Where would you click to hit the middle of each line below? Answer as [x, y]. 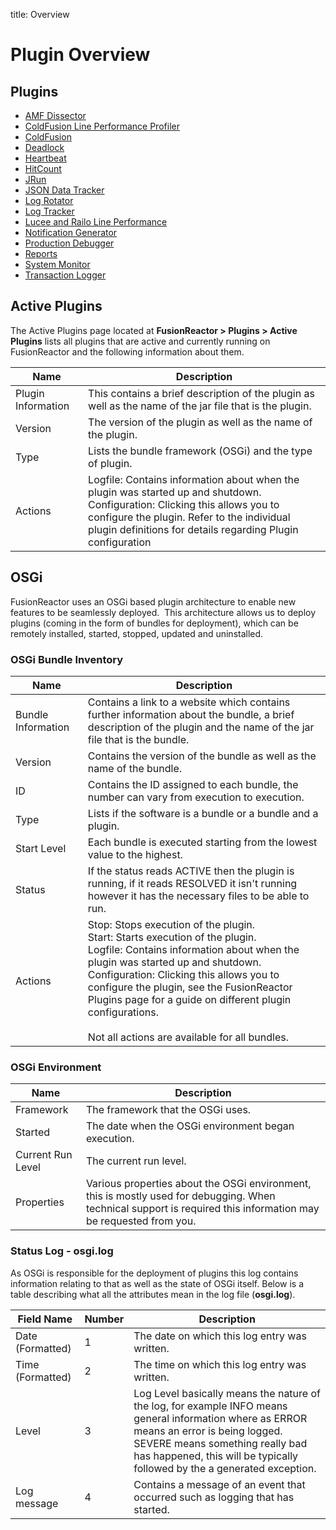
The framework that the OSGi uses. [168, 1110]
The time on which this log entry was [220, 1364]
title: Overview [40, 14]
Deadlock [44, 147]
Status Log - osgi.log [62, 1251]
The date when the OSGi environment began [190, 1126]
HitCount [43, 168]
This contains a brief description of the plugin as [201, 393]
